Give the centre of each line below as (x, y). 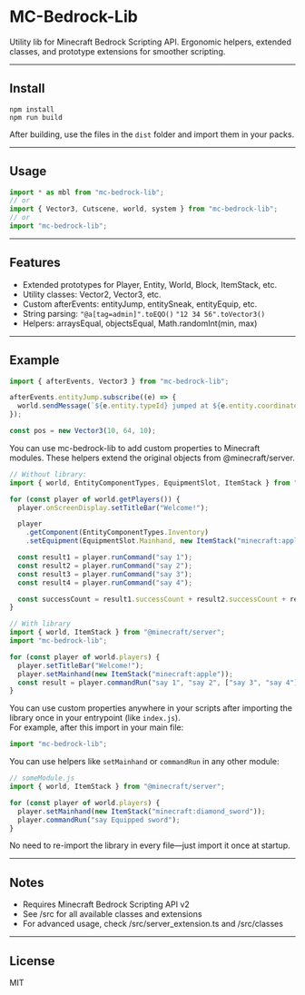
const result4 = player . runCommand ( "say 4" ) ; (105, 583)
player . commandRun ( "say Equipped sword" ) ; (99, 820)
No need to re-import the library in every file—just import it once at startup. (150, 845)
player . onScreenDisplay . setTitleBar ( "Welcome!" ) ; (113, 507)
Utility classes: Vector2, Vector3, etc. (92, 294)
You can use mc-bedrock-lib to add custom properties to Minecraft (135, 448)
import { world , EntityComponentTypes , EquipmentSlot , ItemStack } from (150, 483)
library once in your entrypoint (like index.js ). (95, 718)
